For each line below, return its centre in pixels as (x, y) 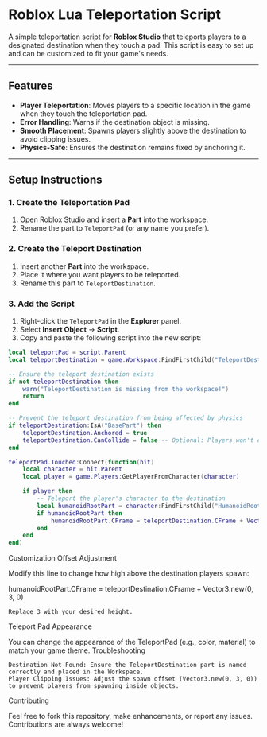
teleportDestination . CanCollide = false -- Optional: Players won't (138, 440)
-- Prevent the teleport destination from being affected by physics (126, 418)
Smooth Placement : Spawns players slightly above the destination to (133, 130)
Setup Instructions (55, 180)
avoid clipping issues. (55, 139)
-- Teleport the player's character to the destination (131, 498)
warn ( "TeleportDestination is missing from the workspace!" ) (126, 389)
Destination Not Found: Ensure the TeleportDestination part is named (128, 665)
